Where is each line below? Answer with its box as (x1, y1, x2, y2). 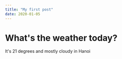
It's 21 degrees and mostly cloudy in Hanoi (5, 48, 91, 54)
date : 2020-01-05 (5, 12, 41, 16)
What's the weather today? (5, 32, 118, 44)
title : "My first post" (5, 7, 54, 12)
